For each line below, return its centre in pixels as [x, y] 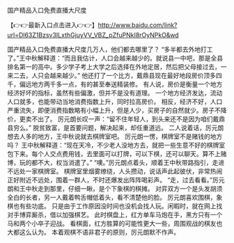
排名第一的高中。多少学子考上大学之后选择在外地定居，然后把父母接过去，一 [117, 67]
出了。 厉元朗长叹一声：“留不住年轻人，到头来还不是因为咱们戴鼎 [131, 119]
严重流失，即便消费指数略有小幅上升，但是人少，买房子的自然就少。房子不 [114, 110]
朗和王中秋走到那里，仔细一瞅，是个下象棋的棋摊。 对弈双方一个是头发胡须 [115, 189]
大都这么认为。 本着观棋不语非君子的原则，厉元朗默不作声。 [93, 232]
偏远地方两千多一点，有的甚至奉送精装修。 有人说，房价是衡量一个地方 [121, 84]
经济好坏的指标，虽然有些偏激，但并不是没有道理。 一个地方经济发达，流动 [115, 93]
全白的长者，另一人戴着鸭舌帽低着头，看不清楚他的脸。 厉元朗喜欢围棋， [112, 197]
